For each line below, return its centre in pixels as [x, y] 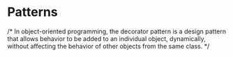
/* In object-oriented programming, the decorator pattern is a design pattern [117, 31]
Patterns [32, 12]
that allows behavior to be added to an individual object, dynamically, [106, 38]
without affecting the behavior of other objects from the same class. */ [108, 46]
